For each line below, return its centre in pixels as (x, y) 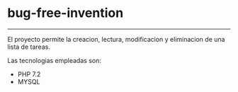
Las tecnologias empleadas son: (54, 60)
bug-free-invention (66, 13)
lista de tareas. (29, 47)
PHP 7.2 (29, 74)
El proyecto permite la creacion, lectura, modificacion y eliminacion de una (116, 39)
